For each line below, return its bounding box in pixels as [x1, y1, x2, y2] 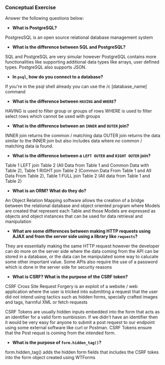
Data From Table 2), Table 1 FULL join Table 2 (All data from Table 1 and [5, 173, 150, 179]
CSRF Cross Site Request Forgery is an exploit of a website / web [5, 284, 138, 290]
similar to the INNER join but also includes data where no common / [5, 138, 142, 144]
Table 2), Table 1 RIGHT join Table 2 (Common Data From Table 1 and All [5, 168, 152, 174]
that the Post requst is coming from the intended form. [5, 330, 116, 336]
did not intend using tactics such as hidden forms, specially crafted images [5, 294, 158, 300]
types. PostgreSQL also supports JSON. [5, 64, 86, 71]
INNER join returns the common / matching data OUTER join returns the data [5, 133, 161, 139]
